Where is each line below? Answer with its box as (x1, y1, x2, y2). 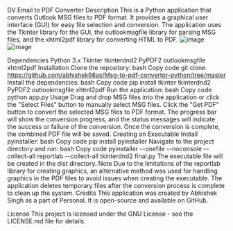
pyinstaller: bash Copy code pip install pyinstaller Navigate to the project (7, 137, 214, 145)
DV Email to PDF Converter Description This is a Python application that (7, 6, 212, 14)
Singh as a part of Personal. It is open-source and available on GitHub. (7, 196, 209, 204)
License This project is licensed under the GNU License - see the (7, 209, 193, 218)
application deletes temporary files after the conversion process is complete (7, 182, 225, 189)
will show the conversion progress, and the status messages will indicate (7, 115, 216, 123)
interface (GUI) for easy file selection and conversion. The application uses (7, 21, 222, 28)
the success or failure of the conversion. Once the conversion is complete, (7, 123, 221, 130)
